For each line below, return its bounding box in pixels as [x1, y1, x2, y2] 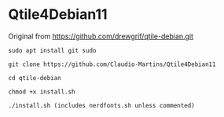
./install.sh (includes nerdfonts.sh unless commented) [8, 101, 195, 109]
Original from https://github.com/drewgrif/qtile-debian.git [8, 31, 194, 41]
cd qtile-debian [8, 74, 61, 82]
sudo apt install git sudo [8, 46, 97, 54]
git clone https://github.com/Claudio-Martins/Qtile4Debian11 [8, 60, 216, 68]
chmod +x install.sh [8, 88, 76, 96]
